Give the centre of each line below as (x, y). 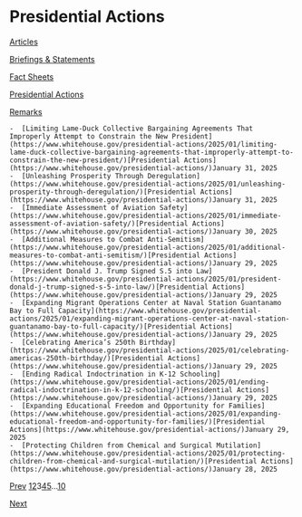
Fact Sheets (32, 77)
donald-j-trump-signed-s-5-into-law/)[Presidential (109, 287)
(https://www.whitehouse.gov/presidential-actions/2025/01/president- (146, 279)
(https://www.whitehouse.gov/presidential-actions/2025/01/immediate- (146, 215)
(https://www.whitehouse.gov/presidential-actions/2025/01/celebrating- (150, 350)
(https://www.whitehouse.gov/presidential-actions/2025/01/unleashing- (147, 184)
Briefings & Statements (52, 59)
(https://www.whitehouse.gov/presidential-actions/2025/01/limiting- (144, 144)
